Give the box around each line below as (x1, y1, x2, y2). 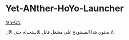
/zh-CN (5, 19, 21, 25)
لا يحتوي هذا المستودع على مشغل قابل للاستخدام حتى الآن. (5, 29, 114, 35)
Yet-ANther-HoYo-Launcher (5, 3, 124, 14)
